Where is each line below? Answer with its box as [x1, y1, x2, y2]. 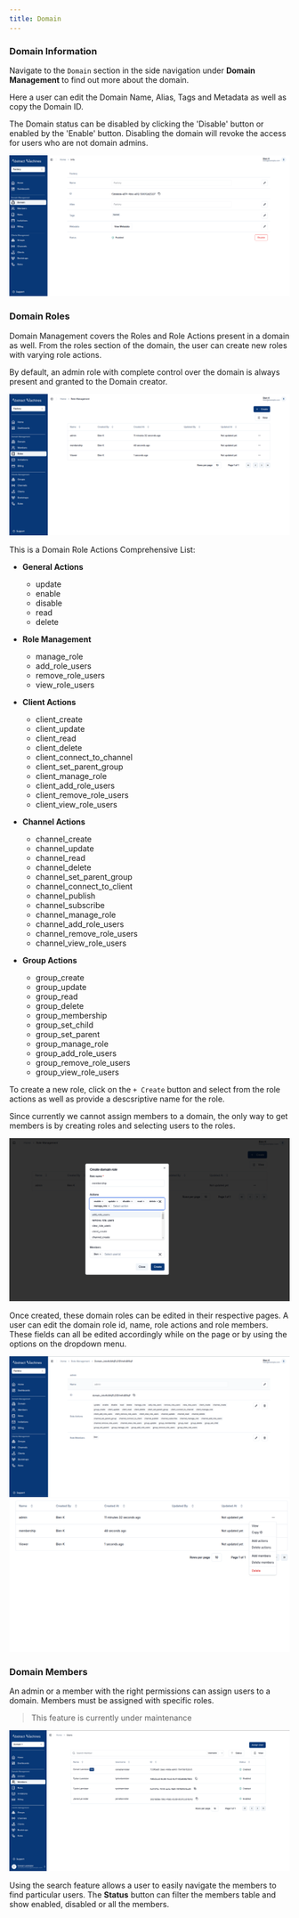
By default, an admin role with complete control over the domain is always [9, 366, 280, 378]
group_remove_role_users [35, 1057, 131, 1068]
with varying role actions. [9, 349, 102, 360]
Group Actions [21, 955, 77, 965]
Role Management [21, 633, 92, 645]
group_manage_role [35, 1038, 109, 1049]
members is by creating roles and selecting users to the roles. [9, 1120, 236, 1131]
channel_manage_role [35, 909, 117, 920]
